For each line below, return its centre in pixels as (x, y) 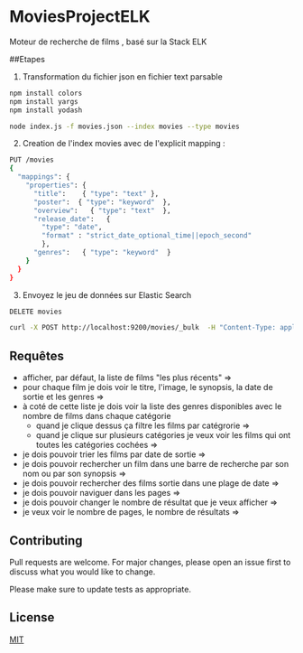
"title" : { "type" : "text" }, (96, 193)
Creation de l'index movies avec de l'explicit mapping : (124, 144)
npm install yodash (46, 110)
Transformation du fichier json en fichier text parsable (122, 76)
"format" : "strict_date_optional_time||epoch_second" (147, 236)
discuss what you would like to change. (83, 572)
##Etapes (27, 59)
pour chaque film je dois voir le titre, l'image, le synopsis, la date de (147, 387)
